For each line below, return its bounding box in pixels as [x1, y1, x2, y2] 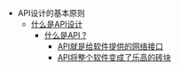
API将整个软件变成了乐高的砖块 [57, 52, 171, 62]
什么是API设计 [30, 19, 82, 29]
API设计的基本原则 [17, 8, 86, 18]
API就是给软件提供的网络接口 [57, 41, 164, 51]
